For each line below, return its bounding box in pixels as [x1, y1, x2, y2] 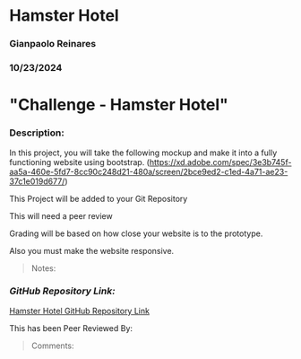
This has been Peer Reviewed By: [9, 322, 133, 333]
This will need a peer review [9, 210, 114, 221]
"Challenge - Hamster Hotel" [9, 95, 228, 115]
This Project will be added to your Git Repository [9, 193, 188, 204]
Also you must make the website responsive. [9, 245, 175, 256]
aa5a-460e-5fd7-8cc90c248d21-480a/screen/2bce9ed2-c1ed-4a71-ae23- [9, 166, 288, 177]
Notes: [30, 262, 56, 274]
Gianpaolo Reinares [9, 38, 97, 50]
